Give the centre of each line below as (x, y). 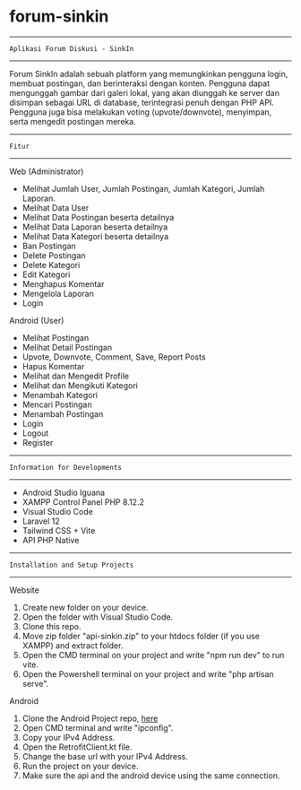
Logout (35, 433)
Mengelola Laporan (58, 293)
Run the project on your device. (80, 766)
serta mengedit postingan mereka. (73, 121)
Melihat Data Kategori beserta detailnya (95, 236)
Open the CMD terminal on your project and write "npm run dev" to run (153, 655)
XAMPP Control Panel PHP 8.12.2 (83, 502)
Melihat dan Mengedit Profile (76, 376)
